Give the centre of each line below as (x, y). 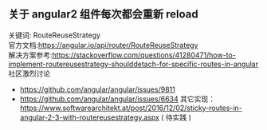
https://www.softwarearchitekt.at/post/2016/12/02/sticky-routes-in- (131, 108)
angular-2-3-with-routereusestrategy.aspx (89, 117)
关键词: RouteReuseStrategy (55, 35)
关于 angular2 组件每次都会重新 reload (103, 14)
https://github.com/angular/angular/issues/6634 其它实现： (117, 99)
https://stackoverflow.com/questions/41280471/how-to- (144, 55)
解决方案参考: (31, 55)
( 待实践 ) (176, 117)
